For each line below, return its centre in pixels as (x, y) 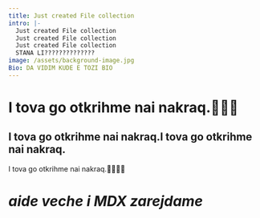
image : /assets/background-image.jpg (71, 61)
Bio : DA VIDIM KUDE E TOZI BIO (61, 68)
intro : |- (25, 23)
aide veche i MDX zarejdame (106, 201)
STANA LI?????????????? (55, 53)
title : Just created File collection (71, 16)
